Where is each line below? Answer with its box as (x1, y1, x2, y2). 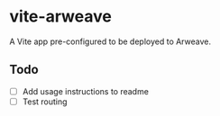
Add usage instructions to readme (22, 85, 149, 96)
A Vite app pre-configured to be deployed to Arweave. (9, 36, 212, 47)
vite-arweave (9, 6, 113, 27)
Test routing (22, 96, 68, 107)
